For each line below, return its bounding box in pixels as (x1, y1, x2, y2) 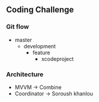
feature (32, 49, 50, 56)
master (14, 36, 33, 44)
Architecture (6, 70, 44, 78)
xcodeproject (41, 55, 74, 62)
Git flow (6, 23, 30, 31)
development (23, 42, 56, 50)
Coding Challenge (6, 5, 74, 15)
